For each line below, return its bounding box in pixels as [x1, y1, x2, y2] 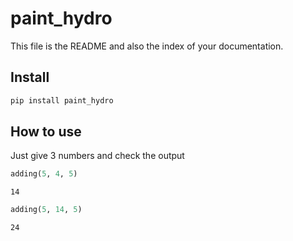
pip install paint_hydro [10, 95, 114, 106]
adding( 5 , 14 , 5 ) [10, 205, 83, 215]
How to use [10, 123, 82, 141]
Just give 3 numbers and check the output [10, 150, 185, 162]
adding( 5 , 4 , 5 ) [10, 169, 78, 179]
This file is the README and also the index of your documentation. [10, 40, 284, 52]
